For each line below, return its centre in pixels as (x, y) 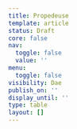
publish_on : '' (33, 90)
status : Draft (32, 30)
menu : (17, 68)
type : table (28, 105)
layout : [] (26, 113)
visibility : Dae (35, 83)
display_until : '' (38, 98)
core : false (28, 38)
